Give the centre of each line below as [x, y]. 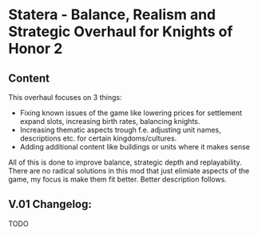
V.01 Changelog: [50, 204]
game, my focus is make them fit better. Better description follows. [118, 179]
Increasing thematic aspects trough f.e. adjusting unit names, [120, 130]
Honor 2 [36, 49]
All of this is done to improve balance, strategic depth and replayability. [125, 162]
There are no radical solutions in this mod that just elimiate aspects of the [129, 171]
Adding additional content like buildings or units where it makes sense [135, 147]
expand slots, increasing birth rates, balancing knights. [110, 121]
